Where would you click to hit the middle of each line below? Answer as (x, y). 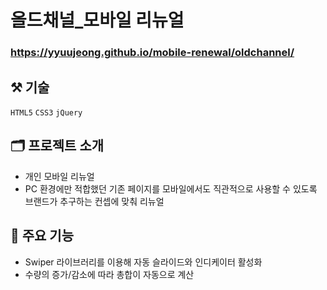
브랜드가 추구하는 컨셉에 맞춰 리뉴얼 (94, 201)
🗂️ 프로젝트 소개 (57, 146)
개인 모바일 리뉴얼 (59, 176)
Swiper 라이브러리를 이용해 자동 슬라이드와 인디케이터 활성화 (143, 262)
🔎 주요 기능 (42, 236)
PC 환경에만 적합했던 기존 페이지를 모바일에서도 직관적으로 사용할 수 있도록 (171, 188)
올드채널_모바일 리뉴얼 (97, 20)
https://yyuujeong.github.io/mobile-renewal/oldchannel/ (152, 53)
